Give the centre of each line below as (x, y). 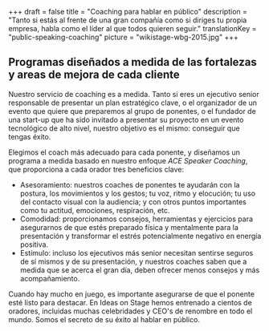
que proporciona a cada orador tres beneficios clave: (96, 169)
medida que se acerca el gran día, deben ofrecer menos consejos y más (140, 270)
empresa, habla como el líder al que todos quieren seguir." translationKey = (132, 28)
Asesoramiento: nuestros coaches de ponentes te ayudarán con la (130, 184)
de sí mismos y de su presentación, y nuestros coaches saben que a (133, 261)
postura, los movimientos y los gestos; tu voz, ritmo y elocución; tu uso (137, 193)
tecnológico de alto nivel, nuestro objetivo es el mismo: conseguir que (124, 128)
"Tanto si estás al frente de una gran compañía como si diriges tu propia (128, 20)
